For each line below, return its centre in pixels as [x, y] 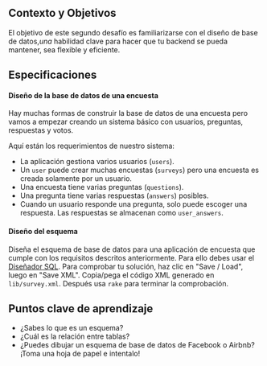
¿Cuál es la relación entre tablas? [75, 336]
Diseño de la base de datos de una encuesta [84, 95]
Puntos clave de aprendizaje [81, 308]
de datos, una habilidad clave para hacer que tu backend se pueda [118, 41]
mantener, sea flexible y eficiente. [64, 49]
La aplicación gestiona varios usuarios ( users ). [97, 162]
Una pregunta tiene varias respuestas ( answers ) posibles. [114, 195]
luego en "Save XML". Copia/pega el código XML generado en [111, 275]
